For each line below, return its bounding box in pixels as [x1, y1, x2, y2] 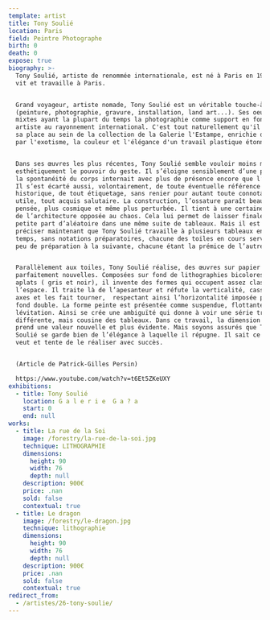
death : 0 [8, 49, 38, 57]
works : [8, 420, 31, 428]
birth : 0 [8, 42, 38, 50]
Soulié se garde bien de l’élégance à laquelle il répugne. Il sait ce [15, 331, 261, 339]
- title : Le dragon [15, 509, 81, 518]
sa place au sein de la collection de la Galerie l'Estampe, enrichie [15, 130, 257, 139]
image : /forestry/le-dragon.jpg [22, 517, 131, 525]
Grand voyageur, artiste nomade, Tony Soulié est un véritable [15, 101, 231, 109]
